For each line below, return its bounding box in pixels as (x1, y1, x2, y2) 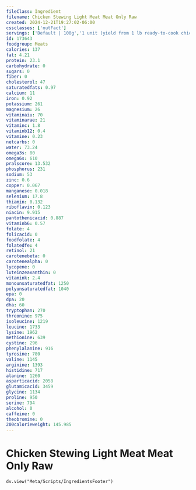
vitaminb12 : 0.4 (6, 128, 45, 134)
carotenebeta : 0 (6, 253, 45, 259)
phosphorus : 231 (6, 166, 45, 172)
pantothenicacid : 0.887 (6, 215, 64, 221)
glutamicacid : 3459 (6, 384, 54, 389)
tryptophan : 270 (6, 308, 45, 313)
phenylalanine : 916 (6, 346, 54, 351)
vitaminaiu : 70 (6, 112, 43, 118)
